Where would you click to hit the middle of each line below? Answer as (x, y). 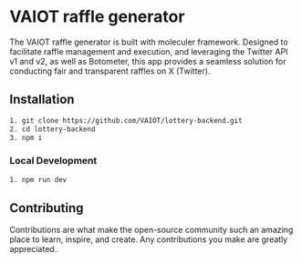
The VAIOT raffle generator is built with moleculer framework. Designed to (149, 42)
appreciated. (33, 249)
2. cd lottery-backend (52, 129)
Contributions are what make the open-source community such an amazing (151, 230)
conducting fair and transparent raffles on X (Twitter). (110, 71)
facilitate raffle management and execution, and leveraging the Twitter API (149, 51)
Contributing (47, 208)
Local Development (53, 161)
